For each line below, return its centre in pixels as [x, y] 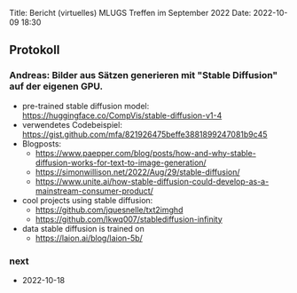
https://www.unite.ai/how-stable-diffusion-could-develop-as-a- [152, 181]
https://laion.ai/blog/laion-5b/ [89, 238]
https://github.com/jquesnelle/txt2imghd [109, 210]
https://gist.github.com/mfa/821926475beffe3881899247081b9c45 [145, 134]
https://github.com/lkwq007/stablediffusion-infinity [129, 219]
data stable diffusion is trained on [83, 228]
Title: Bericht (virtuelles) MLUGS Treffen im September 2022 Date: [130, 13]
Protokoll [35, 50]
